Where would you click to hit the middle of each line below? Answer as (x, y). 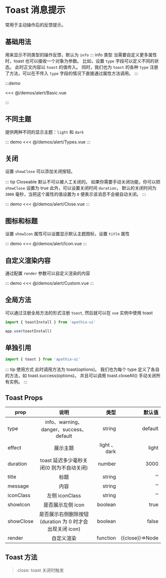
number (107, 464)
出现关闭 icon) (64, 529)
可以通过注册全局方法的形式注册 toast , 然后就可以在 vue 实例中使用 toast (79, 312)
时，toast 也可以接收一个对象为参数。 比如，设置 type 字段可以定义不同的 (80, 61)
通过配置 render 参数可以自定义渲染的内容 (48, 273)
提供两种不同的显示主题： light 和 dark (44, 132)
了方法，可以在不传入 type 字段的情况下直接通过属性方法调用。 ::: (72, 73)
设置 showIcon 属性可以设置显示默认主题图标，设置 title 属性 (67, 234)
